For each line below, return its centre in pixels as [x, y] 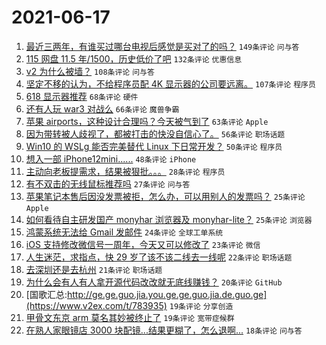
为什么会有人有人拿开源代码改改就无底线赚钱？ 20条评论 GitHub [154, 282]
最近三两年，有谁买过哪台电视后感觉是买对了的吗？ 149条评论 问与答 [162, 46]
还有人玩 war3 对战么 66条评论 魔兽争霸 [102, 108]
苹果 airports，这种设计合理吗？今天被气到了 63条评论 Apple [147, 121]
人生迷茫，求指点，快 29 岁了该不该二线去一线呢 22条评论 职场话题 [159, 257]
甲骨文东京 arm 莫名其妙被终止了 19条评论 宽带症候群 [130, 317]
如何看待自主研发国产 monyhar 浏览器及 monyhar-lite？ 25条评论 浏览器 [169, 219]
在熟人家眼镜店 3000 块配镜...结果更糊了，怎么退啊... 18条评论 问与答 [164, 330]
